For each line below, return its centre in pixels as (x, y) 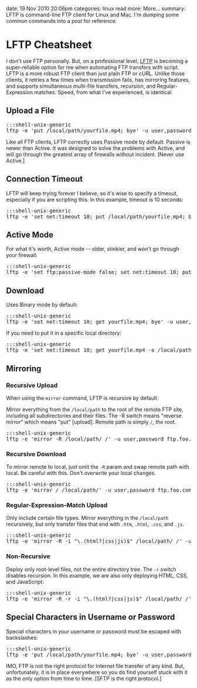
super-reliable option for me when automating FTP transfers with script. (93, 67)
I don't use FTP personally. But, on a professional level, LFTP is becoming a (97, 61)
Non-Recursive (28, 556)
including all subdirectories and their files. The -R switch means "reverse (94, 415)
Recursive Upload (32, 385)
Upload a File (30, 111)
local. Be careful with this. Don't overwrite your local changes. (81, 473)
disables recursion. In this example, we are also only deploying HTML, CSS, (97, 575)
